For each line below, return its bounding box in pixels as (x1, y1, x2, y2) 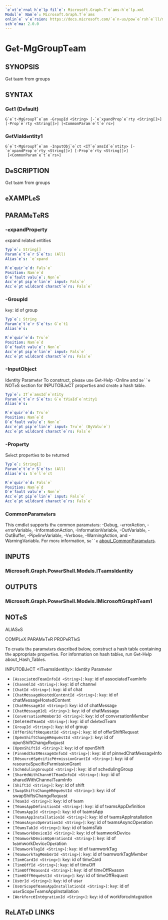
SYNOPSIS (5, 62, 39, 71)
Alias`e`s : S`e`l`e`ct (5, 471, 52, 476)
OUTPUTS (5, 583, 37, 591)
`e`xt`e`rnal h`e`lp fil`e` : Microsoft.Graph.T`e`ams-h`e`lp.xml (5, 7, 144, 12)
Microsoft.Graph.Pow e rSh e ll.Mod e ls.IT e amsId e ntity (5, 567, 133, 574)
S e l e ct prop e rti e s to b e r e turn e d (5, 452, 69, 458)
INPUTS (5, 552, 30, 560)
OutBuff (5, 532, 21, 538)
